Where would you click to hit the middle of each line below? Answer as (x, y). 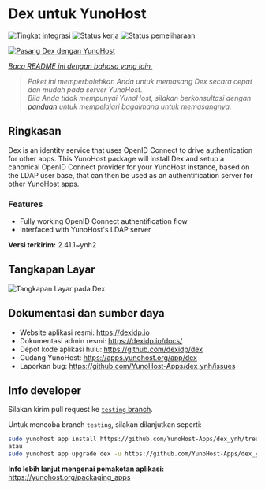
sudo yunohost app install (52, 439)
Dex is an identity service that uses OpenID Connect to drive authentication (131, 150)
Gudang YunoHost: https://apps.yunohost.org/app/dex (108, 357)
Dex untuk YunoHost (78, 14)
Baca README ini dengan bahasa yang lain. (80, 66)
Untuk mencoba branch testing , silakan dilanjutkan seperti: (105, 425)
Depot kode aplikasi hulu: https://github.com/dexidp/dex (111, 349)
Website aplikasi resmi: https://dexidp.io (84, 332)
